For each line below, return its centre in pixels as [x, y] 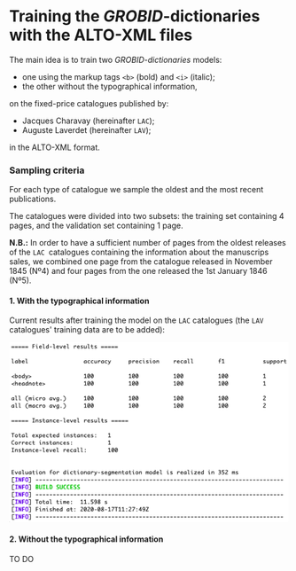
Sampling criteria [47, 170]
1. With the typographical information [79, 301]
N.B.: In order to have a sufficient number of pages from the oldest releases [148, 243]
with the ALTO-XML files [101, 35]
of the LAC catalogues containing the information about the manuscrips [139, 252]
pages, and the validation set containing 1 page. [96, 226]
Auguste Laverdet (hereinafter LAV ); [86, 129]
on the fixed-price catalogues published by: [89, 103]
